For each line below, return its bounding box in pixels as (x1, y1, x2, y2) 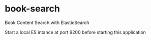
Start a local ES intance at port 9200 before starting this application (5, 29, 146, 35)
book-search (5, 3, 61, 14)
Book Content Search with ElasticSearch (5, 19, 89, 25)
